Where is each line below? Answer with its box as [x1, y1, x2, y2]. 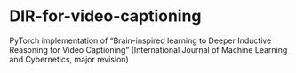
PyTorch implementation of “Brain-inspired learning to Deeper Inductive [9, 35, 272, 46]
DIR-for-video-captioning [9, 6, 202, 26]
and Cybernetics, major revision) [9, 54, 129, 64]
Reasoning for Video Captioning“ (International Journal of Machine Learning [9, 44, 288, 55]
